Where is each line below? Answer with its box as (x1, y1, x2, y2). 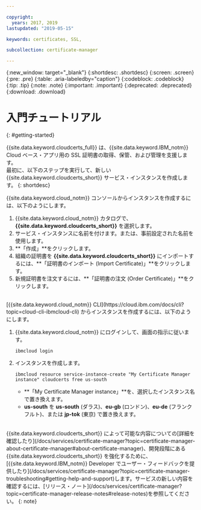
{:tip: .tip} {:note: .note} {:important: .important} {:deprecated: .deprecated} (6, 82, 193, 89)
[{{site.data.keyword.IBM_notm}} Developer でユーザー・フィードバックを (6, 460, 190, 467)
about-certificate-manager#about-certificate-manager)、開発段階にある (6, 445, 186, 452)
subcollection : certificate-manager (6, 47, 98, 53)
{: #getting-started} (6, 131, 55, 139)
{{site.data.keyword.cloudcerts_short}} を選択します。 (14, 222, 155, 230)
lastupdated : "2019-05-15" (6, 25, 74, 31)
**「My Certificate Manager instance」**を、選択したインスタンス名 (23, 388, 196, 395)
